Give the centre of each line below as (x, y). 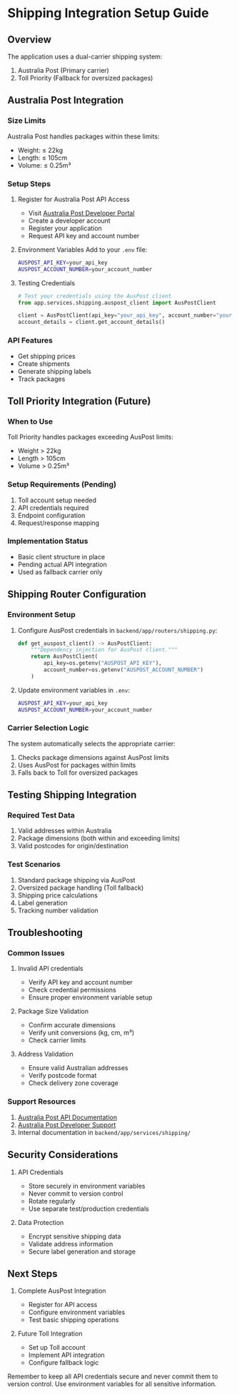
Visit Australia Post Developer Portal (81, 213)
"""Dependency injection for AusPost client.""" (105, 650)
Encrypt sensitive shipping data (75, 1236)
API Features (30, 340)
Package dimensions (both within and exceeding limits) (99, 838)
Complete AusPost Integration (62, 1291)
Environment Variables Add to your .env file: (82, 249)
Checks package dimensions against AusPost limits (93, 757)
